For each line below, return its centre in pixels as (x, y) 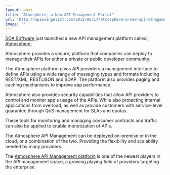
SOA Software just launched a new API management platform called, (77, 38)
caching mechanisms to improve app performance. (58, 85)
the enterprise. (21, 167)
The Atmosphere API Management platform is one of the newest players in (83, 156)
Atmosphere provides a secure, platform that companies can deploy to (79, 54)
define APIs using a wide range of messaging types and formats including (82, 74)
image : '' (16, 24)
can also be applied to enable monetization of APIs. (59, 126)
